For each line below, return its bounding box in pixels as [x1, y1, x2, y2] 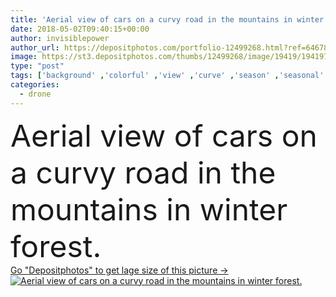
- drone [19, 89, 52, 99]
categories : [10, 80, 60, 90]
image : [10, 52, 38, 62]
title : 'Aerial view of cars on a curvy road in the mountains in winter [10, 14, 325, 25]
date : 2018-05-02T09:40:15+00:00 [10, 24, 150, 34]
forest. [10, 227, 102, 265]
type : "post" [10, 61, 65, 71]
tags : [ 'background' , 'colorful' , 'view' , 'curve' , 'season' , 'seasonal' [10, 71, 325, 81]
